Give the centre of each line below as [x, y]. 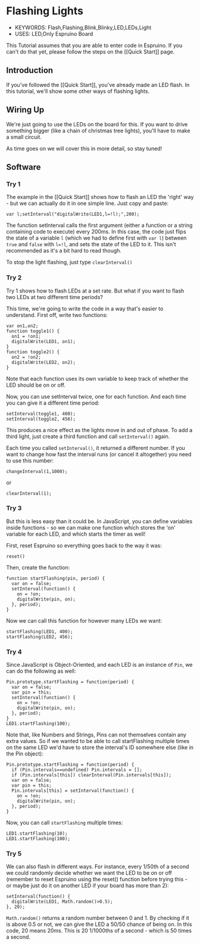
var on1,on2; [22, 326]
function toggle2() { [33, 352]
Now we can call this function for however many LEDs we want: [84, 620]
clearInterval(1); [29, 493]
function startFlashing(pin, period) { [56, 578]
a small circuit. [24, 137]
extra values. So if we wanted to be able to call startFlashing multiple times [98, 741]
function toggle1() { [33, 331]
